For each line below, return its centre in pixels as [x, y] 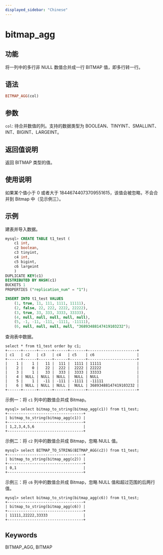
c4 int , [22, 257]
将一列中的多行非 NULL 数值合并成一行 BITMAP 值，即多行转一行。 [74, 67]
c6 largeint [26, 266]
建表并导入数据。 [23, 229]
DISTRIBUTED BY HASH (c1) [31, 280]
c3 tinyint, [26, 253]
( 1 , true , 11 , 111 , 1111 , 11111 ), [50, 303]
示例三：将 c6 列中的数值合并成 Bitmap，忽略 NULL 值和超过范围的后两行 [80, 482]
